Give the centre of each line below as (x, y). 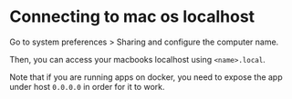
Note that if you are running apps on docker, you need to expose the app (146, 77)
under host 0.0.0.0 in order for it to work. (87, 86)
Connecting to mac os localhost (132, 17)
